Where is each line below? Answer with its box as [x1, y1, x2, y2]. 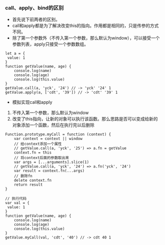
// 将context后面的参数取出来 [14, 156, 69, 161]
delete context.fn [14, 178, 52, 183]
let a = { [5, 51, 26, 56]
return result [14, 182, 43, 187]
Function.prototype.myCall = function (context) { [5, 132, 111, 137]
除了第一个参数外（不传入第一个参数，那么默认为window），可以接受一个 [12, 35, 160, 41]
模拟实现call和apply [12, 99, 53, 105]
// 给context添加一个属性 [14, 142, 62, 147]
